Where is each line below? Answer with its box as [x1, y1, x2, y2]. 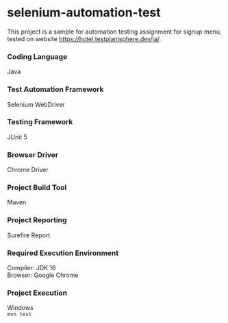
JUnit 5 [7, 132, 27, 141]
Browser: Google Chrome [7, 271, 79, 279]
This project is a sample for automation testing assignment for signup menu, [7, 27, 222, 36]
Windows [7, 304, 34, 312]
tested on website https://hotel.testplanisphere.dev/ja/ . [7, 34, 162, 43]
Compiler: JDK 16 [7, 264, 56, 272]
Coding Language [7, 51, 68, 61]
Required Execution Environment [7, 248, 118, 258]
